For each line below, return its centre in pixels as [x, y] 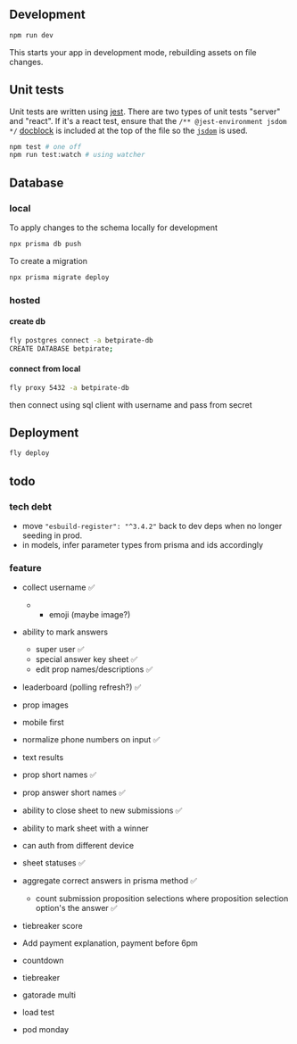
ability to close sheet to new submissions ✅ [102, 810]
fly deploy [29, 453]
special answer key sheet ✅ [87, 659]
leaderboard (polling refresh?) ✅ [82, 687]
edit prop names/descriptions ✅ [94, 669]
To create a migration [48, 261]
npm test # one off [45, 146]
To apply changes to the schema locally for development [114, 228]
